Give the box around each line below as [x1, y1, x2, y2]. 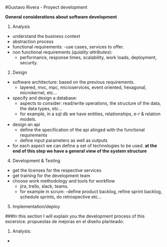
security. [19, 60, 38, 65]
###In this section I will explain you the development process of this [5, 213, 145, 219]
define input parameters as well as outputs [19, 137, 108, 143]
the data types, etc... [19, 106, 62, 111]
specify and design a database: [12, 95, 77, 101]
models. [19, 116, 36, 122]
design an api [12, 122, 41, 127]
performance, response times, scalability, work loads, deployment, [19, 54, 157, 60]
